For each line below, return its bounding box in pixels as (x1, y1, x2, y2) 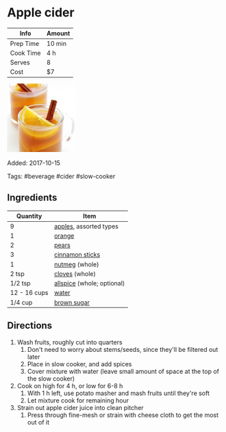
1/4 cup (10, 298, 33, 306)
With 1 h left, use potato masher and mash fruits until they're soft (27, 389, 210, 397)
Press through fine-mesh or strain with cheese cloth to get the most (27, 411, 219, 419)
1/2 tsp (10, 279, 31, 287)
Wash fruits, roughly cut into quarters (16, 338, 123, 346)
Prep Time (10, 39, 40, 47)
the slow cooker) (27, 374, 75, 383)
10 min (47, 39, 67, 47)
